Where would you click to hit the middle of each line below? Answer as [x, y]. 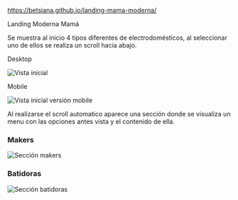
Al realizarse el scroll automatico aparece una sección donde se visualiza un [119, 114]
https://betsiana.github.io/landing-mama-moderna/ [82, 10]
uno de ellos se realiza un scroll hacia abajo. [72, 45]
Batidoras [25, 174]
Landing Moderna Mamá [43, 24]
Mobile [17, 87]
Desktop [20, 59]
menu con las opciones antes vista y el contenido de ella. [91, 121]
